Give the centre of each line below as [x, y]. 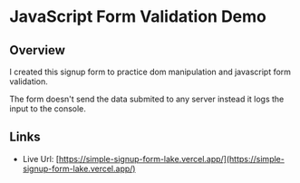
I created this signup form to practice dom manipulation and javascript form [150, 72]
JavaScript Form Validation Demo [138, 17]
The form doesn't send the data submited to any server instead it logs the [147, 99]
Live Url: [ [41, 159]
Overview [38, 50]
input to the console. [48, 109]
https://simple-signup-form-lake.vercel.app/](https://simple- [172, 159]
